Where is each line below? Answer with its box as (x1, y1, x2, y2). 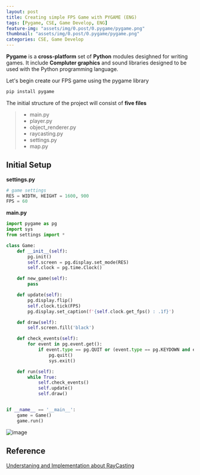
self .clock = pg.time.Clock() (27, 265, 102, 271)
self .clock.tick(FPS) (27, 303, 82, 309)
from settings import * (6, 232, 65, 238)
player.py (29, 117, 52, 124)
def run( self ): (17, 368, 55, 375)
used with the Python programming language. (6, 66, 118, 72)
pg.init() (27, 254, 52, 260)
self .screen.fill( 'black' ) (27, 325, 95, 331)
